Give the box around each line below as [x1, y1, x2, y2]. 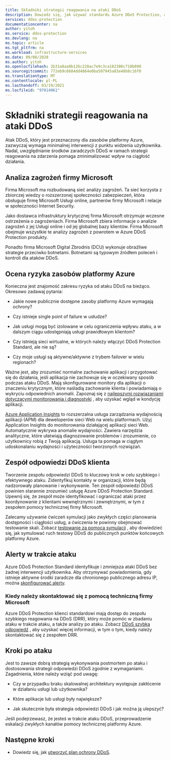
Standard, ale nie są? [12, 344, 57, 350]
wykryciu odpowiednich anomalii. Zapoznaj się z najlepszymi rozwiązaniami [5, 391, 163, 397]
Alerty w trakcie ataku [5, 550, 77, 559]
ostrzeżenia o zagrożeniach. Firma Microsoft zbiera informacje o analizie [5, 218, 157, 224]
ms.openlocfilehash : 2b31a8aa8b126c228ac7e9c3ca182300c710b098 [5, 64, 142, 69]
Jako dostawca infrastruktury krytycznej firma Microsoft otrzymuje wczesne [5, 213, 164, 219]
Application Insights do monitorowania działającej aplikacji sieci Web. [5, 422, 149, 428]
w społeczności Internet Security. [5, 203, 75, 209]
